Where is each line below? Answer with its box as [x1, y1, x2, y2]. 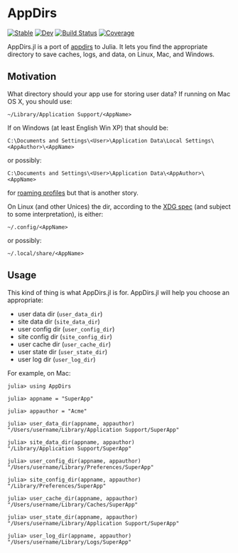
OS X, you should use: [7, 97, 72, 105]
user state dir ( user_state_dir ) [17, 347, 108, 356]
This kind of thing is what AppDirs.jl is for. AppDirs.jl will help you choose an [7, 288, 229, 296]
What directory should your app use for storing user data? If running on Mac [7, 89, 231, 98]
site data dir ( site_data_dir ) [17, 317, 101, 326]
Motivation [7, 71, 57, 83]
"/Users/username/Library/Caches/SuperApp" [7, 501, 139, 508]
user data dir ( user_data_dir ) [17, 309, 103, 318]
